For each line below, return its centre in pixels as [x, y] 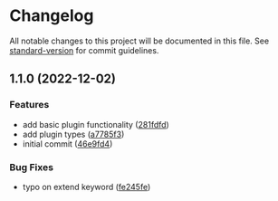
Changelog [52, 16]
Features [29, 105]
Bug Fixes [32, 167]
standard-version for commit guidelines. [84, 50]
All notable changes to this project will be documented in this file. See [139, 41]
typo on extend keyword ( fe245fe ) [86, 187]
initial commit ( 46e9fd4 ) [67, 144]
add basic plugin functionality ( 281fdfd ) [96, 124]
